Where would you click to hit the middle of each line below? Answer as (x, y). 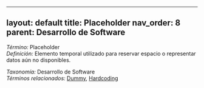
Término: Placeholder (33, 47)
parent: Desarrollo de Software (66, 32)
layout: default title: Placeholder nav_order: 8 (93, 23)
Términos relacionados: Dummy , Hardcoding (62, 78)
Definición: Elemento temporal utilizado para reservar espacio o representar (101, 53)
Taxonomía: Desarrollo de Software (51, 72)
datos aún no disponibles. (39, 60)
